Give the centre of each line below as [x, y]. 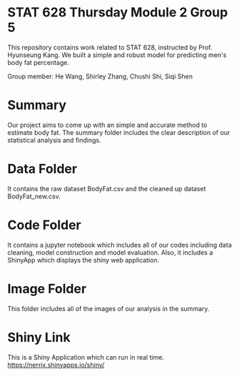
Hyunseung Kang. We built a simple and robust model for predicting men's [117, 55]
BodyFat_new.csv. [34, 196]
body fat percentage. [39, 62]
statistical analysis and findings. [54, 140]
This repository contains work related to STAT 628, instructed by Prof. [110, 47]
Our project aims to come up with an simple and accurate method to [107, 125]
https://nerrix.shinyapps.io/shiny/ [56, 365]
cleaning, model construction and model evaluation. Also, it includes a [110, 252]
